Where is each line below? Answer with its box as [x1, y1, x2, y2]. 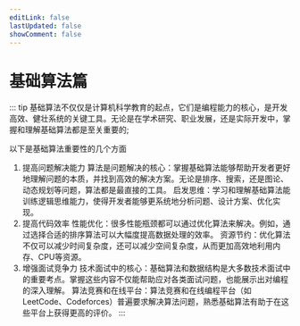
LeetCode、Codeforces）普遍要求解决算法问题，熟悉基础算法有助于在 [21, 297, 282, 307]
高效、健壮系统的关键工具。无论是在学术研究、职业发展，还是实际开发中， [9, 113, 283, 124]
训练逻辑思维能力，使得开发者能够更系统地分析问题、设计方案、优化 [21, 196, 273, 206]
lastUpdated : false [9, 21, 82, 30]
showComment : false [9, 29, 82, 38]
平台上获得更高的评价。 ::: [29, 307, 126, 318]
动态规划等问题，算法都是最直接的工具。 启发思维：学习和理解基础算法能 [21, 185, 291, 196]
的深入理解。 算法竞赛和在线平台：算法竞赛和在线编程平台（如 [21, 285, 252, 296]
